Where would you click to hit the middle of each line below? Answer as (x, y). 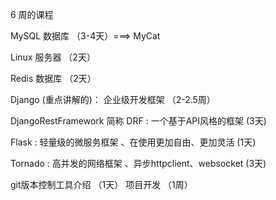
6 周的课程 (32, 14)
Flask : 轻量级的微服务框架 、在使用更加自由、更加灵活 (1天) (133, 142)
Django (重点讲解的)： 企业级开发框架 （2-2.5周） (113, 99)
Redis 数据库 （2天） (53, 78)
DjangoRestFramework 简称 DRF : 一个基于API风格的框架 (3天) (138, 121)
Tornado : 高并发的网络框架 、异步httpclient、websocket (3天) (138, 163)
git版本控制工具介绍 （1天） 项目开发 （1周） (101, 184)
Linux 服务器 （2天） (53, 57)
